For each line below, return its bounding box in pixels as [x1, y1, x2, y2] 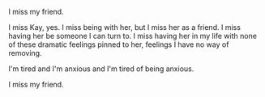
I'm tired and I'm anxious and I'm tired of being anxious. [8, 64, 194, 74]
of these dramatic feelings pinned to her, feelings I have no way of [8, 40, 229, 49]
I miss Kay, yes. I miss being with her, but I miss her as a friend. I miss [8, 23, 241, 32]
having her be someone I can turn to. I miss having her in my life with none [8, 32, 258, 40]
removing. [8, 48, 42, 57]
